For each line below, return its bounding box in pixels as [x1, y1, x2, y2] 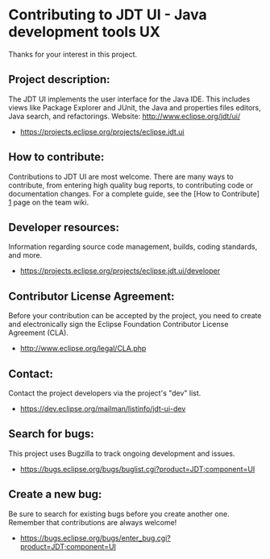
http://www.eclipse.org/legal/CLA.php [19, 344, 147, 354]
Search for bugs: [8, 427, 94, 441]
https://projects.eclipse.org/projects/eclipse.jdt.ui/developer [19, 266, 220, 275]
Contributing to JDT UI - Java [8, 6, 207, 24]
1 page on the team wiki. [8, 197, 89, 207]
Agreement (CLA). [8, 328, 69, 337]
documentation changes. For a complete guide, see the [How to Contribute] [8, 188, 260, 198]
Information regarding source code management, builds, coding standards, [8, 242, 258, 251]
